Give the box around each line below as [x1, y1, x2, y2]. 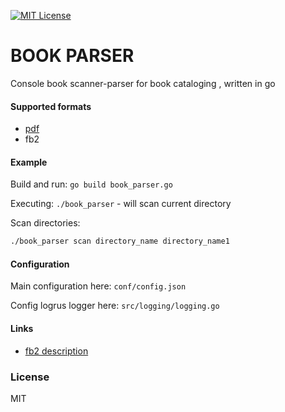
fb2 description [24, 345, 89, 357]
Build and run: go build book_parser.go [10, 178, 173, 190]
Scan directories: [10, 217, 81, 229]
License [10, 370, 50, 384]
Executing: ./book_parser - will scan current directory [10, 198, 232, 210]
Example [10, 156, 48, 168]
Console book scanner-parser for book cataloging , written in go [10, 77, 276, 89]
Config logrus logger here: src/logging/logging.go [10, 300, 220, 312]
